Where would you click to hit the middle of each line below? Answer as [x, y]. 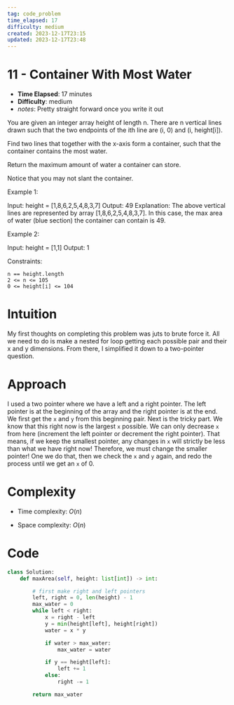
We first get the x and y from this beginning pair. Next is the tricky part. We [115, 419]
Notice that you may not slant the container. [70, 178]
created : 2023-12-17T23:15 [47, 33]
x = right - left [70, 618]
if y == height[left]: [78, 662]
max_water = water [84, 650]
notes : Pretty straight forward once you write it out [90, 109]
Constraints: [25, 261]
